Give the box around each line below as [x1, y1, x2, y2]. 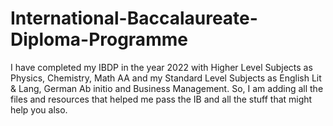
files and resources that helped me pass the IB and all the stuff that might [10, 93, 313, 105]
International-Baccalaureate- [10, 7, 258, 30]
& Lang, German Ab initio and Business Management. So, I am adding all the [10, 82, 324, 94]
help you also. [10, 103, 68, 116]
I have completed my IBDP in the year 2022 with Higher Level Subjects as [10, 61, 313, 73]
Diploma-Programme [10, 28, 188, 51]
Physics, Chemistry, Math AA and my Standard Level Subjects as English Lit [10, 72, 322, 84]
